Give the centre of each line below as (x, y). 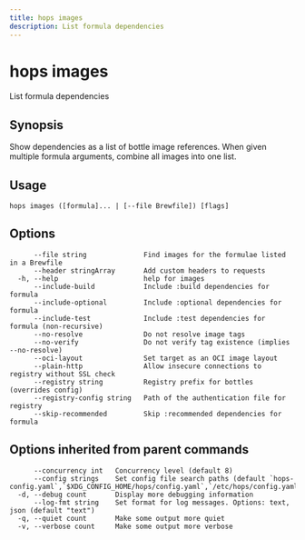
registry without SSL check (63, 374)
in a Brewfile (36, 263)
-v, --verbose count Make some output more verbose (125, 526)
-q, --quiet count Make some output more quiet (121, 518)
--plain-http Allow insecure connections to (147, 366)
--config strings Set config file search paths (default (149, 478)
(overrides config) (46, 390)
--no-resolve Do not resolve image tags (139, 334)
